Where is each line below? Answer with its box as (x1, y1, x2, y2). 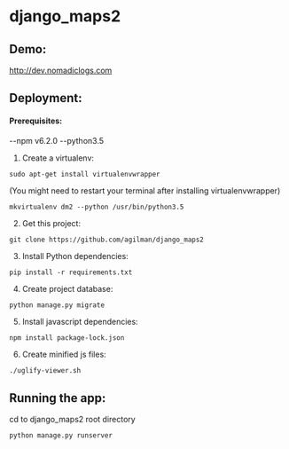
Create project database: (21, 283, 113, 294)
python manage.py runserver (9, 431, 113, 440)
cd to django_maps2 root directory (9, 414, 136, 425)
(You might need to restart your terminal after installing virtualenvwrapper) (9, 185, 281, 196)
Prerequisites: (9, 115, 63, 126)
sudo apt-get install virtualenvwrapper (9, 169, 161, 178)
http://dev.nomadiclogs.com (9, 65, 113, 75)
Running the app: (9, 390, 106, 406)
